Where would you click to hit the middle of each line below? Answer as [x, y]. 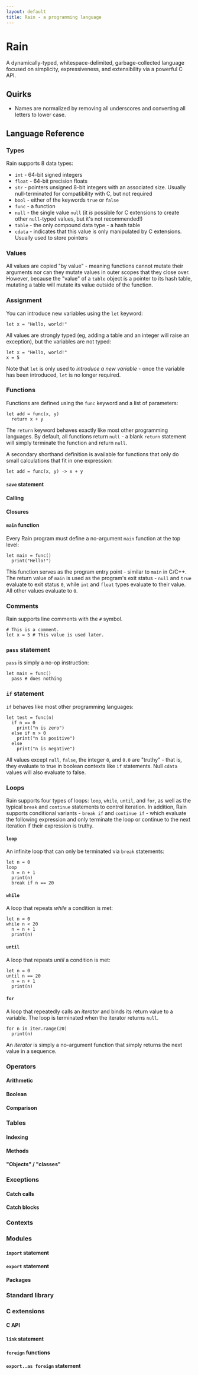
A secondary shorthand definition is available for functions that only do [92, 454]
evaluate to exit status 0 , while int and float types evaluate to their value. [96, 584]
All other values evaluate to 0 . [42, 590]
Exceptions [23, 1180]
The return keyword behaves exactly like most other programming [87, 430]
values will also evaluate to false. [46, 772]
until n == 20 [24, 976]
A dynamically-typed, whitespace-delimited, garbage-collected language [95, 63]
